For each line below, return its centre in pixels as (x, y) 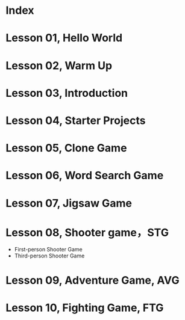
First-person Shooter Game (48, 250)
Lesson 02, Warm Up (59, 65)
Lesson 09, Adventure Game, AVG (92, 280)
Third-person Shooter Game (49, 256)
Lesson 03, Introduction (67, 93)
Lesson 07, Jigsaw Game (69, 203)
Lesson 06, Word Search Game (85, 176)
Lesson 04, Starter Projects (76, 120)
